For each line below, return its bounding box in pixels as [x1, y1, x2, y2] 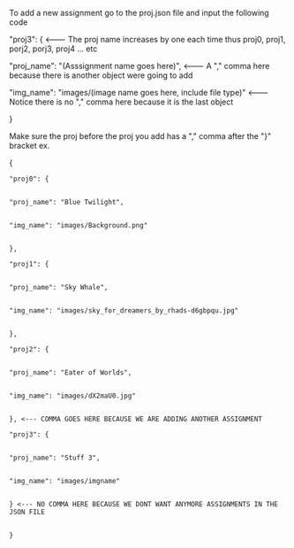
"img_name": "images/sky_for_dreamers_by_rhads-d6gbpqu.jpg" [9, 306, 239, 315]
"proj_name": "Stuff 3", [9, 453, 101, 462]
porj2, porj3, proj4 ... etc [9, 43, 98, 54]
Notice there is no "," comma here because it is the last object [9, 96, 234, 107]
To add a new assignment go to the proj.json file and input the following [9, 8, 269, 18]
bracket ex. [9, 141, 50, 151]
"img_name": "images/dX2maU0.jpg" [9, 391, 137, 400]
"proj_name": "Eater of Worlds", [9, 368, 132, 377]
